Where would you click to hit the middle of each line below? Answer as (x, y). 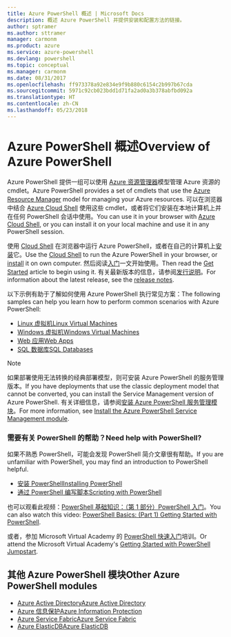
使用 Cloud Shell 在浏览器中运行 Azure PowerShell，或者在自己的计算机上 (111, 246)
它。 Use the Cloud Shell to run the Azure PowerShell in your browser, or (115, 254)
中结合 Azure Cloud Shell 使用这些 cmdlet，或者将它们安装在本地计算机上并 (114, 208)
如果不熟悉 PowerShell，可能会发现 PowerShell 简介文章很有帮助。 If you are (115, 454)
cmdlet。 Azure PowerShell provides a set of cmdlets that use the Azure (109, 190)
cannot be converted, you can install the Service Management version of (111, 394)
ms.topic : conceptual (38, 65)
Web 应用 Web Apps (45, 341)
